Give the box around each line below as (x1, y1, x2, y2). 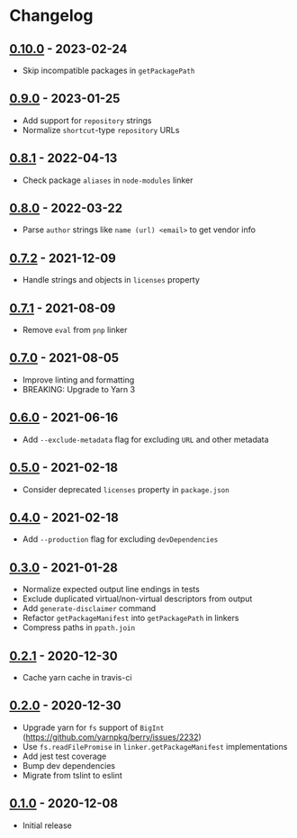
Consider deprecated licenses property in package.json (22, 483, 229, 495)
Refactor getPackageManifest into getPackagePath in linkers (22, 613, 239, 624)
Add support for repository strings (22, 114, 152, 126)
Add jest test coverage (22, 751, 107, 761)
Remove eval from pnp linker (22, 325, 128, 336)
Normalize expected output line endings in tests (22, 584, 200, 595)
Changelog (9, 5, 94, 26)
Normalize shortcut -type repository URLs (22, 124, 180, 135)
